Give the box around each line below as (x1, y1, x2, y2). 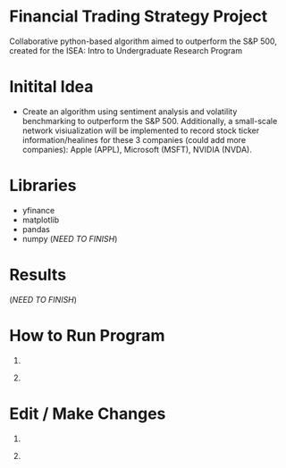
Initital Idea (9, 77, 94, 97)
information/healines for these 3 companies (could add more (21, 134, 247, 145)
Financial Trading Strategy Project (9, 6, 268, 27)
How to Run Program (9, 325, 165, 346)
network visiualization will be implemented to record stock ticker (21, 125, 260, 136)
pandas (21, 223, 51, 234)
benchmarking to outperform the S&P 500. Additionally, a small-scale (21, 115, 278, 126)
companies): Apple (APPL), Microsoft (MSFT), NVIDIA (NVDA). (21, 144, 253, 155)
